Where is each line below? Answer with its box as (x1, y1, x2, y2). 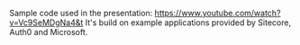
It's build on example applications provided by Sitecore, (85, 17, 291, 28)
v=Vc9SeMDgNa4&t (9, 17, 84, 28)
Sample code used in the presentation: (9, 8, 153, 18)
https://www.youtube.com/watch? (154, 8, 281, 18)
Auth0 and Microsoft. (9, 27, 88, 37)
